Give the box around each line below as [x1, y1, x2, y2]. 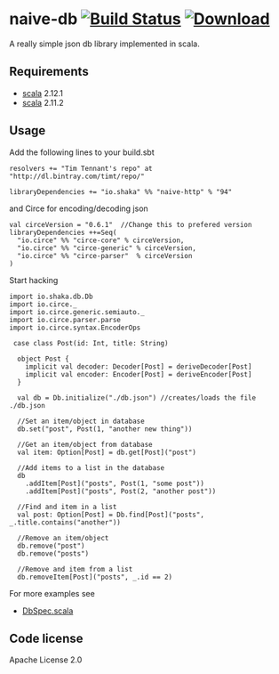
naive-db [9, 9, 78, 29]
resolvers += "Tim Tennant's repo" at [9, 164, 153, 173]
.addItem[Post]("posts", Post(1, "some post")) [25, 479, 204, 488]
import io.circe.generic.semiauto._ [9, 307, 145, 316]
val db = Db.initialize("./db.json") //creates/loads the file [17, 393, 256, 402]
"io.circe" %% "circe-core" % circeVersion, [17, 236, 185, 245]
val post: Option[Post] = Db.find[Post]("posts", [17, 510, 204, 519]
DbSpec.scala [21, 605, 74, 616]
